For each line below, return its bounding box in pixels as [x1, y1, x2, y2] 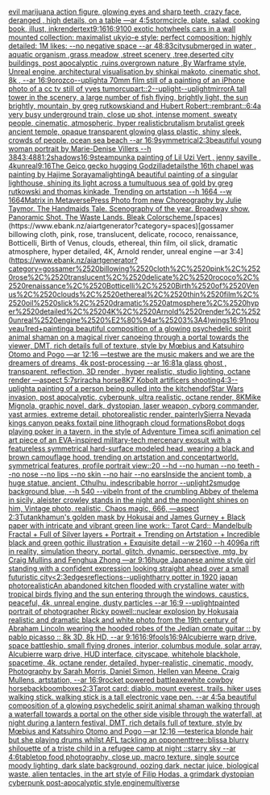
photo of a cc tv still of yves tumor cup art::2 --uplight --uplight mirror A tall [8, 84, 247, 94]
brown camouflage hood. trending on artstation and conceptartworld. [8, 452, 239, 462]
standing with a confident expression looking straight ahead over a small [8, 564, 250, 573]
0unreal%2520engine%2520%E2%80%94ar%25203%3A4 [8, 315, 208, 325]
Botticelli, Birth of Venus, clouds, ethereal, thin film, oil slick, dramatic [8, 238, 238, 248]
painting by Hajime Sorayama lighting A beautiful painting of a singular [8, 169, 239, 179]
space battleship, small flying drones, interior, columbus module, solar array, [8, 641, 262, 650]
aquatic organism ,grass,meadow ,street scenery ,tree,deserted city [8, 50, 234, 59]
